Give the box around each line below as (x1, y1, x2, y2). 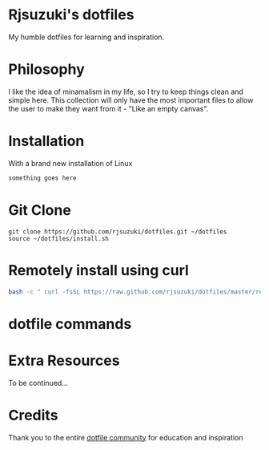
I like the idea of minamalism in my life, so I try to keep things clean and (8, 87, 244, 96)
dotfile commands (8, 314, 132, 333)
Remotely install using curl (8, 261, 190, 279)
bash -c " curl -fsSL (8, 287, 81, 296)
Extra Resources (8, 351, 120, 370)
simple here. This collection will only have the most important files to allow (8, 95, 254, 105)
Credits (8, 406, 58, 424)
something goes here (8, 174, 78, 182)
